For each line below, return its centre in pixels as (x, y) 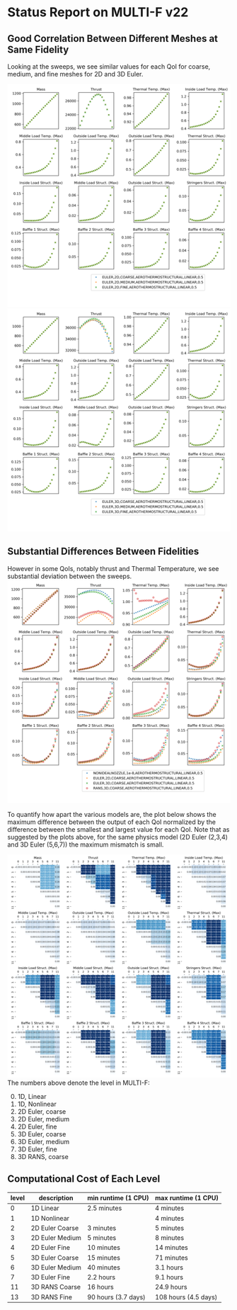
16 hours (101, 1287)
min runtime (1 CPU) (118, 1198)
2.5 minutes (105, 1208)
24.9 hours (171, 1287)
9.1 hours (169, 1277)
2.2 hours (101, 1277)
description (56, 1198)
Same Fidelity (38, 49)
